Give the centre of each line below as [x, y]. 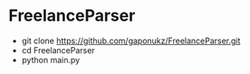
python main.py [51, 60]
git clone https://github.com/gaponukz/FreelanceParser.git [131, 41]
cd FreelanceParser [58, 50]
